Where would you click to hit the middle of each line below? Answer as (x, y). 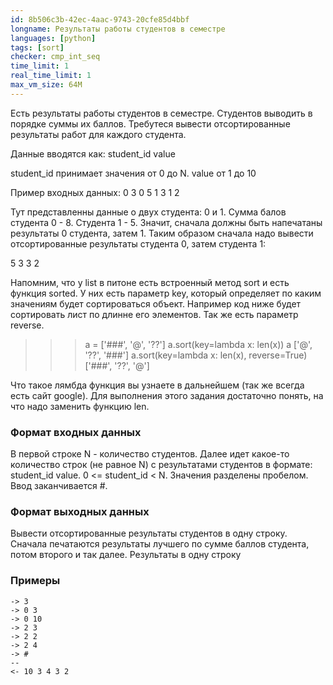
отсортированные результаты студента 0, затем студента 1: (138, 243)
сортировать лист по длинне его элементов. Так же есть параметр (154, 314)
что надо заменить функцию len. (80, 406)
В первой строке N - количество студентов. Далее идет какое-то (150, 454)
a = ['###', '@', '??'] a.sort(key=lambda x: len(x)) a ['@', (198, 344)
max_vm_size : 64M (46, 85)
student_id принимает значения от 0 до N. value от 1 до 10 (133, 173)
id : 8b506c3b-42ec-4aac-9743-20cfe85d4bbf (100, 19)
